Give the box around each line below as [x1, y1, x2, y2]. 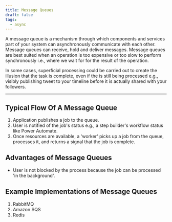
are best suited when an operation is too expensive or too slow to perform [5, 52, 161, 58]
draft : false [5, 12, 33, 17]
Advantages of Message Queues [5, 153, 112, 162]
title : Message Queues [5, 7, 54, 13]
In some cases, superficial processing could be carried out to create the [5, 68, 158, 74]
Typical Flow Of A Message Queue [5, 103, 118, 112]
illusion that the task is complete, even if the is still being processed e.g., [5, 73, 159, 79]
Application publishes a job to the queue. [12, 117, 99, 123]
